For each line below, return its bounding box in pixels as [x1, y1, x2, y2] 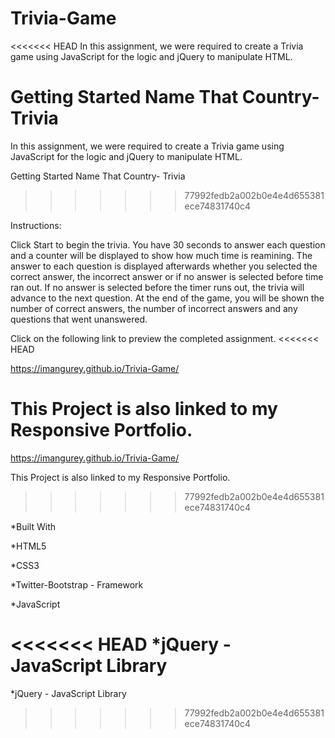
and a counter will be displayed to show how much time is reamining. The [10, 249, 313, 261]
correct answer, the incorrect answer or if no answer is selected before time [10, 270, 324, 282]
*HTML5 [10, 540, 47, 552]
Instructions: [10, 219, 62, 231]
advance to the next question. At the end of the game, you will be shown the [10, 292, 325, 304]
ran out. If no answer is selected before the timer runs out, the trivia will [10, 281, 305, 293]
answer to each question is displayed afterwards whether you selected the [10, 260, 318, 272]
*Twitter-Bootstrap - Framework [10, 578, 144, 591]
